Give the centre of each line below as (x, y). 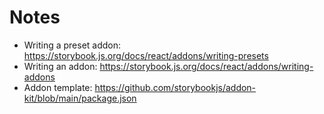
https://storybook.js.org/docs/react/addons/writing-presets (146, 55)
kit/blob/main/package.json (80, 98)
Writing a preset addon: (72, 45)
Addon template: (58, 87)
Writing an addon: (60, 66)
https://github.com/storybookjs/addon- (175, 87)
